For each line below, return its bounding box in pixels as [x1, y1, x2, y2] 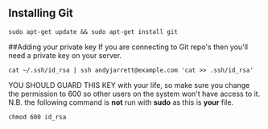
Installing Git [8, 6, 74, 20]
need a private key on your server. [8, 50, 122, 60]
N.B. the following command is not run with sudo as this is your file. [8, 97, 234, 107]
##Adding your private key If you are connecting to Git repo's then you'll [8, 42, 248, 52]
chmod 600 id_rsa [8, 113, 67, 121]
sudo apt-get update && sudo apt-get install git [8, 27, 179, 35]
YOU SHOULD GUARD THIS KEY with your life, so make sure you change [8, 80, 250, 89]
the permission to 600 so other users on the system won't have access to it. [8, 89, 261, 98]
